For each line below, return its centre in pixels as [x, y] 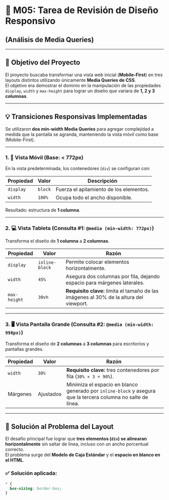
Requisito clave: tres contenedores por [113, 370]
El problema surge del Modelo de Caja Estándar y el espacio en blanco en [83, 455]
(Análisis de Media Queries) [50, 40]
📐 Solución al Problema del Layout [60, 427]
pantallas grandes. [24, 349]
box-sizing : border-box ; [36, 488]
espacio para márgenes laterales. [105, 283]
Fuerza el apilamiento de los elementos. [102, 189]
